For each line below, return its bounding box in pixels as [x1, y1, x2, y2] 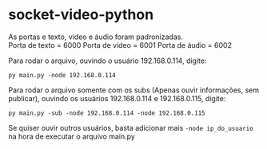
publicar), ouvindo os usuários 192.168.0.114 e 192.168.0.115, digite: [8, 93, 226, 103]
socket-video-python [8, 6, 154, 24]
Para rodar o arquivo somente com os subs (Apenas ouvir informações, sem [8, 85, 260, 95]
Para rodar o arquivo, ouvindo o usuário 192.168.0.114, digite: [8, 56, 207, 65]
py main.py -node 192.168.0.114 [8, 71, 116, 79]
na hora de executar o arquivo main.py [8, 131, 136, 141]
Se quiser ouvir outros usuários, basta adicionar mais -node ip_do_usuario [8, 123, 253, 132]
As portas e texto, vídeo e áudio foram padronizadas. [8, 32, 184, 41]
